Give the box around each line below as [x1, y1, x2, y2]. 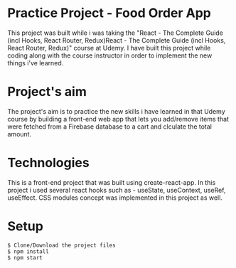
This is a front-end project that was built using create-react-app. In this [7, 178, 216, 186]
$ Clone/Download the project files [7, 242, 116, 249]
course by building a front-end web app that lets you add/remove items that [7, 114, 230, 123]
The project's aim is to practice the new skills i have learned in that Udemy [7, 107, 225, 115]
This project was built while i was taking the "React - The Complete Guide [7, 28, 224, 37]
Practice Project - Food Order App [7, 5, 212, 21]
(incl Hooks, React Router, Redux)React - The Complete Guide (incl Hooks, [7, 36, 226, 44]
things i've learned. [7, 58, 64, 67]
